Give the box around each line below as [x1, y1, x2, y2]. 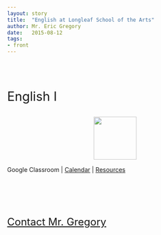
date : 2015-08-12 [7, 29, 63, 36]
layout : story [7, 10, 48, 17]
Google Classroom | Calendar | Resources [7, 165, 125, 173]
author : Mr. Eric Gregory [7, 23, 81, 29]
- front [7, 42, 29, 49]
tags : [7, 36, 23, 42]
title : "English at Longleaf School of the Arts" [7, 16, 155, 23]
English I [7, 88, 58, 105]
